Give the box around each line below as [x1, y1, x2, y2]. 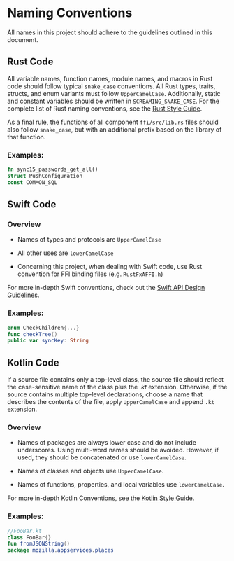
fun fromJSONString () [7, 541, 71, 548]
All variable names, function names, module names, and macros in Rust [7, 74, 213, 83]
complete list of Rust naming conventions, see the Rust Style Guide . [7, 104, 203, 113]
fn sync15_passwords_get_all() [7, 166, 98, 173]
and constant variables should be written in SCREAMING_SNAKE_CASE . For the [7, 97, 220, 105]
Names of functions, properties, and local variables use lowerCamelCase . [17, 480, 225, 489]
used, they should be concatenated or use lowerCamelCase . [17, 453, 187, 462]
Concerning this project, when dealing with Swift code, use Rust [17, 263, 203, 271]
